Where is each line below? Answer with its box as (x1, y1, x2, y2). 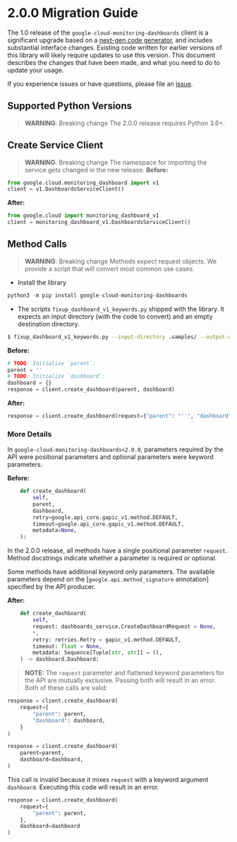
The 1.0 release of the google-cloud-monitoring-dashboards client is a (7, 28, 209, 37)
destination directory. (17, 319, 80, 328)
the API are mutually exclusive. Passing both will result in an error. (24, 676, 217, 684)
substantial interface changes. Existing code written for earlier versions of (7, 43, 222, 52)
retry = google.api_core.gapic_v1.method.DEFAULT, (32, 514, 178, 521)
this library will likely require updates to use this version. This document (7, 51, 216, 59)
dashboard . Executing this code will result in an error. (7, 783, 159, 791)
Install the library (17, 278, 67, 287)
